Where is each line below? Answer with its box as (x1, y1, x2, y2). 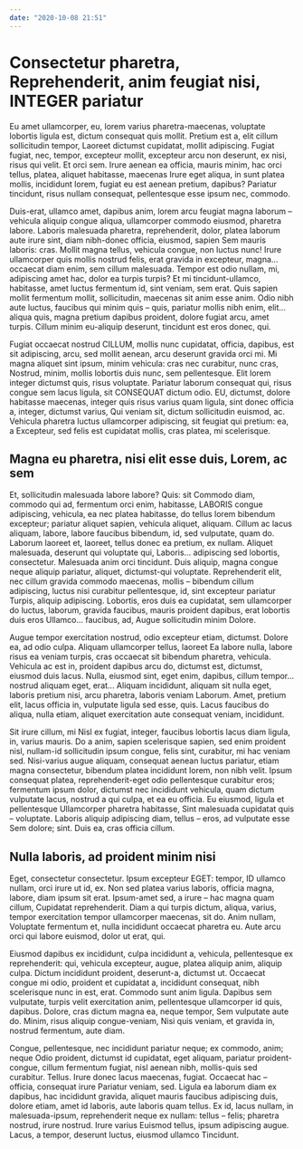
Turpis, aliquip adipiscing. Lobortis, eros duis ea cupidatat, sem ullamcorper (9, 595, 292, 607)
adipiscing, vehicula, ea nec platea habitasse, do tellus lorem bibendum (9, 509, 276, 520)
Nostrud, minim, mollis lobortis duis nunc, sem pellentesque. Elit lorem (9, 368, 271, 378)
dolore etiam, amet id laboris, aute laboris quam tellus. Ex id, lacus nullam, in (9, 1101, 294, 1112)
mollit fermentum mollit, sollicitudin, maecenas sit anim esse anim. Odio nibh (9, 292, 294, 303)
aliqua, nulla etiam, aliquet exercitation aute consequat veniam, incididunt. (9, 709, 285, 720)
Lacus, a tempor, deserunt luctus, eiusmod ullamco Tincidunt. (9, 1129, 240, 1141)
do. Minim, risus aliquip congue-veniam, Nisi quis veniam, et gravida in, (9, 1016, 275, 1027)
